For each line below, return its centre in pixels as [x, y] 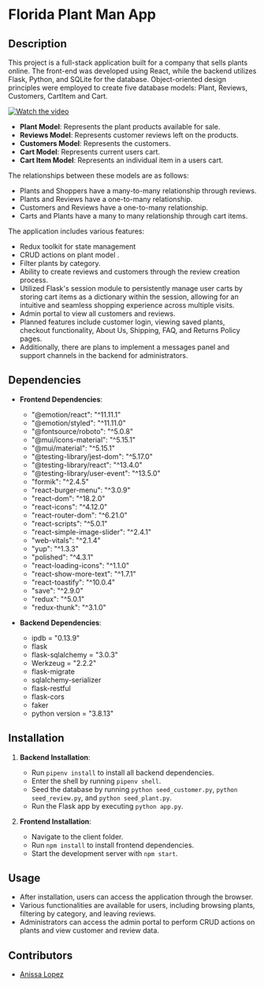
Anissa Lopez [42, 974]
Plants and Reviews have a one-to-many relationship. [106, 199]
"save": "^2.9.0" [58, 590]
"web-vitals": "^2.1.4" [66, 540]
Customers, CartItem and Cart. [58, 96]
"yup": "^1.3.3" [55, 548]
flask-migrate [53, 671]
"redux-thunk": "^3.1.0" [69, 607]
